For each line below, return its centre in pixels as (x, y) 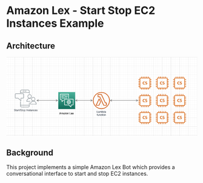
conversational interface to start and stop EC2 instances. (77, 174)
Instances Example (55, 23)
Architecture (31, 46)
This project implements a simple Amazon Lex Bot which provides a (91, 167)
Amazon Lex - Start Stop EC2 (81, 11)
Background (30, 153)
